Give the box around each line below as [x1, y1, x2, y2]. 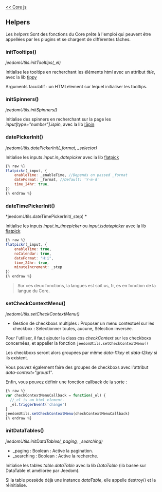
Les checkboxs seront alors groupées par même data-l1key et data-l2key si [5, 350, 158, 355]
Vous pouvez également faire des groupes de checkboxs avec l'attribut [5, 364, 149, 370]
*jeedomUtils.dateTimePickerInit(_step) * [5, 214, 87, 219]
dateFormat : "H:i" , [14, 256, 54, 260]
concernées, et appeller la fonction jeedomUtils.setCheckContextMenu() [5, 340, 149, 346]
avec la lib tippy [5, 74, 37, 80]
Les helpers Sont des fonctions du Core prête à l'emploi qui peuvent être [5, 31, 151, 37]
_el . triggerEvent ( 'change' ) [10, 402, 67, 407]
